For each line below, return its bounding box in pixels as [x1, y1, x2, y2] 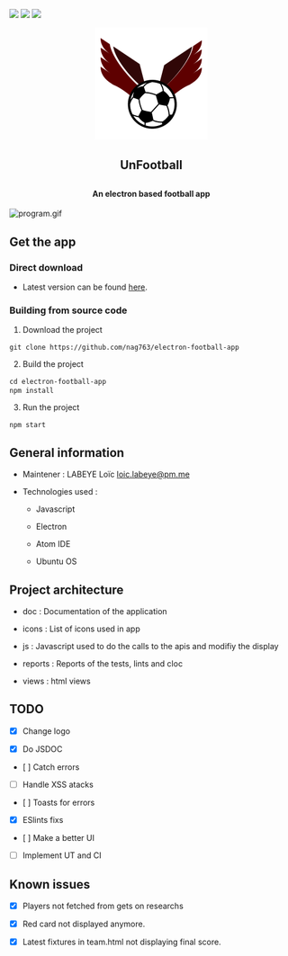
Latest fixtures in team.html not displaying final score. [22, 936, 222, 948]
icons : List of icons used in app [22, 623, 141, 634]
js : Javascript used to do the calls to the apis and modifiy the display [22, 641, 279, 651]
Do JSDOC [22, 743, 63, 755]
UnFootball [120, 157, 183, 173]
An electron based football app [92, 188, 211, 199]
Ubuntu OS [35, 556, 77, 567]
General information [9, 445, 124, 460]
